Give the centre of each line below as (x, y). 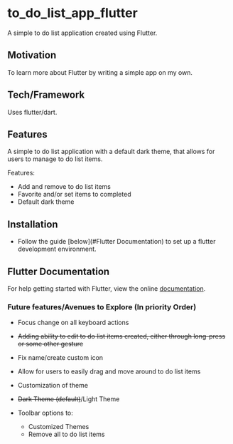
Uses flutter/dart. (32, 112)
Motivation (32, 55)
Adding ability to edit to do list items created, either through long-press (121, 336)
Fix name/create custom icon (60, 358)
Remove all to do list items (66, 434)
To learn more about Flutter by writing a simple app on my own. (100, 72)
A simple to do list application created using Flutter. (82, 33)
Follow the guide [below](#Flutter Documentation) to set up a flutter (116, 242)
